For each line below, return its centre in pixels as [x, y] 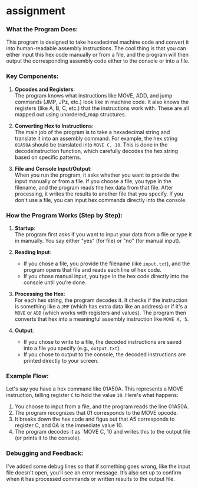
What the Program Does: [42, 30]
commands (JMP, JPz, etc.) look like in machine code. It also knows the [102, 102]
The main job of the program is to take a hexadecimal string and [92, 132]
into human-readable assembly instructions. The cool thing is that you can [96, 48]
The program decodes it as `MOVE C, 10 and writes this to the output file [103, 432]
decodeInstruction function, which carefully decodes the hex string [96, 151]
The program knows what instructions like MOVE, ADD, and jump [93, 95]
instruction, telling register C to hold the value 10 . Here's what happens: [92, 395]
